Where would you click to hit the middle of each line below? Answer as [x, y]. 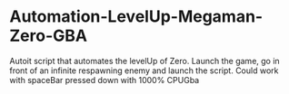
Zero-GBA [49, 36]
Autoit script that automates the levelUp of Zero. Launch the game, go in [144, 61]
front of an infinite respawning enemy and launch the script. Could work [144, 70]
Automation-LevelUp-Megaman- [136, 17]
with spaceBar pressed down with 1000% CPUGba [105, 80]
